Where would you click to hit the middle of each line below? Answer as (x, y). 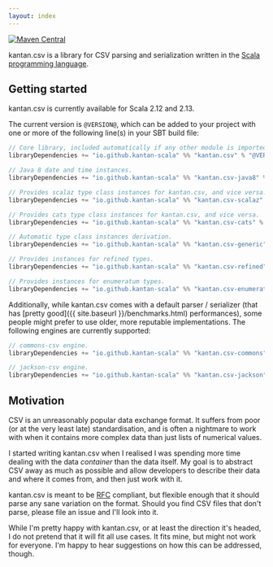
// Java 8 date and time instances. (70, 170)
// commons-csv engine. (49, 345)
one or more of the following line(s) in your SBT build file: (104, 133)
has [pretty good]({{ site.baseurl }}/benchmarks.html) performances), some (135, 313)
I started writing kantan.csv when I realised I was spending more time (125, 453)
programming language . (49, 63)
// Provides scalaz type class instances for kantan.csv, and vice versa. (138, 192)
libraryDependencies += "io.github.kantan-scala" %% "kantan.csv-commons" (138, 353)
